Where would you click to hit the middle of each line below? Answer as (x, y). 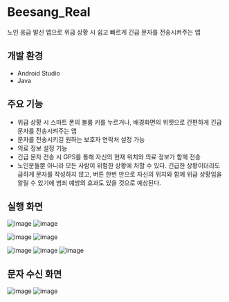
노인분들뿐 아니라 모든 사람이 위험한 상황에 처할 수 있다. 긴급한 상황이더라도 (119, 165)
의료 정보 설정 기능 (42, 148)
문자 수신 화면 (35, 274)
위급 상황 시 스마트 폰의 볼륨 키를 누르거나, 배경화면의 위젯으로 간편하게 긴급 (120, 122)
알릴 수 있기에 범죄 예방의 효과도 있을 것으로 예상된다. (89, 183)
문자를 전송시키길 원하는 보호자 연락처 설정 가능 (81, 139)
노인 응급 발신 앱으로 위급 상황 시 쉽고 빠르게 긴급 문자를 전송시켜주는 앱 (104, 32)
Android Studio (38, 73)
